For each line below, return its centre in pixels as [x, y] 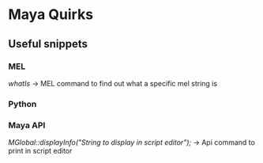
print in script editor [40, 151]
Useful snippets [48, 44]
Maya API [27, 125]
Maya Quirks [51, 15]
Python [23, 104]
